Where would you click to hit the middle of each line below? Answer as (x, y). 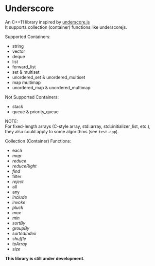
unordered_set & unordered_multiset (49, 77)
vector (18, 51)
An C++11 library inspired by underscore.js (47, 22)
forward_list (24, 67)
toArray (20, 244)
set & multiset (26, 72)
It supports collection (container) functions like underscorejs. (66, 27)
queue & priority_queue (35, 112)
